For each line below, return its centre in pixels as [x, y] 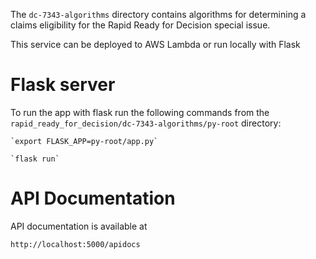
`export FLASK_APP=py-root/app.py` [84, 141]
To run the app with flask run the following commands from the [140, 112]
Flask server [63, 85]
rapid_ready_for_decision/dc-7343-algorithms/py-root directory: [146, 123]
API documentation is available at [79, 226]
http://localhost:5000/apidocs [75, 244]
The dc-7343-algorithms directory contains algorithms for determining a [158, 14]
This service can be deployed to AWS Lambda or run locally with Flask [155, 44]
